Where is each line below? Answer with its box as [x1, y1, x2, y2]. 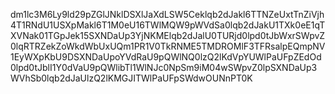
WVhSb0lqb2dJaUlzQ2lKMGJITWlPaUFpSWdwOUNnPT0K [10, 72, 253, 84]
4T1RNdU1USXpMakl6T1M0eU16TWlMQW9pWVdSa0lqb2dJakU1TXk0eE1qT [10, 19, 326, 31]
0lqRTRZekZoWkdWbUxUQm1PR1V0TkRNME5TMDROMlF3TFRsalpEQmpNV [10, 40, 326, 52]
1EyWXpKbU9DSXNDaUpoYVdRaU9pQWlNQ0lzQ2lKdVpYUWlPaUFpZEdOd [10, 51, 322, 63]
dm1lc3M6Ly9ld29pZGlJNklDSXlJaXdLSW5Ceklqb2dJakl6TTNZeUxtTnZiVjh [10, 9, 325, 20]
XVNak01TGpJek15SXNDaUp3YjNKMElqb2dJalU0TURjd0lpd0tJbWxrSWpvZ [10, 30, 326, 41]
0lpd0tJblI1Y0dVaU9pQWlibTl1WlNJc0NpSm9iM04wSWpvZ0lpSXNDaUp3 [10, 62, 318, 73]
